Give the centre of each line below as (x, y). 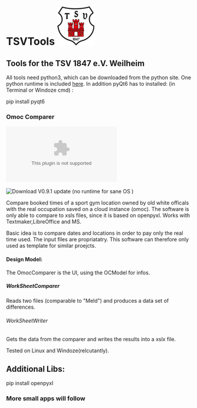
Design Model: (24, 259)
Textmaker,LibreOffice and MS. (44, 222)
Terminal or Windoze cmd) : (40, 90)
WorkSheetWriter (27, 321)
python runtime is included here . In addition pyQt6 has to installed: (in (91, 84)
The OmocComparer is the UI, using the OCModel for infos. (78, 273)
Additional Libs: (36, 369)
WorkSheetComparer (33, 286)
